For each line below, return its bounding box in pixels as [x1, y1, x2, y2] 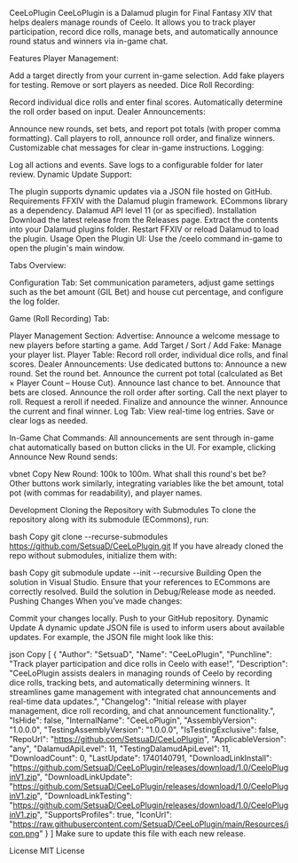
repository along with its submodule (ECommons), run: [9, 514, 209, 525]
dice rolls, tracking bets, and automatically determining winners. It [9, 677, 250, 687]
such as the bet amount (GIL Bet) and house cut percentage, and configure [9, 287, 284, 297]
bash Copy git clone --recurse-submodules [9, 532, 169, 542]
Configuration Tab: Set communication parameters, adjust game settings [9, 277, 275, 288]
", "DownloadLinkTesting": [36, 790, 133, 801]
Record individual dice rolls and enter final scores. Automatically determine [9, 97, 284, 107]
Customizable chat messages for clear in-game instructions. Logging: [9, 142, 264, 153]
